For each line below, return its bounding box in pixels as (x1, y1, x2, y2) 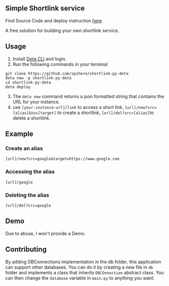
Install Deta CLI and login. (12, 55, 67, 62)
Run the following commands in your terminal (12, 61, 108, 67)
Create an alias (5, 145, 43, 152)
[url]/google (5, 180, 33, 185)
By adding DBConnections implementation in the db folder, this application (5, 259, 161, 265)
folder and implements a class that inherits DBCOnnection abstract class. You (5, 269, 164, 275)
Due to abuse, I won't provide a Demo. (5, 230, 86, 236)
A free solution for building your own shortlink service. (5, 27, 120, 34)
